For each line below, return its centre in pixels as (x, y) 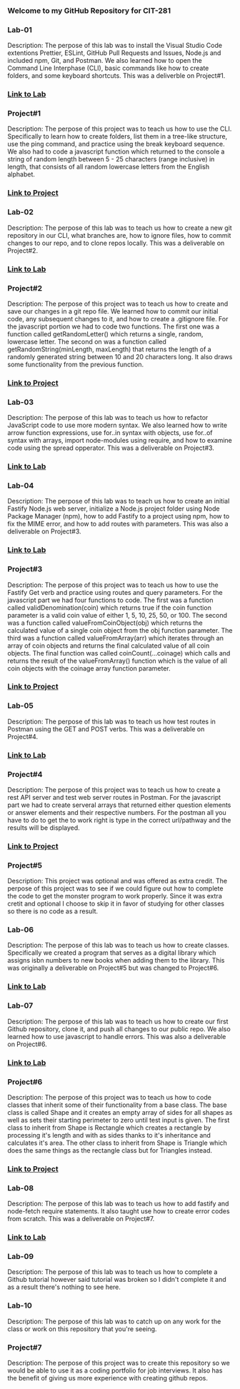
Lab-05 (20, 706)
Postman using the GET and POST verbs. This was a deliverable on (106, 729)
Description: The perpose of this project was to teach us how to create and (118, 304)
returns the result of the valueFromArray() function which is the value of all (117, 661)
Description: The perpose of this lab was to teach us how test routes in (112, 721)
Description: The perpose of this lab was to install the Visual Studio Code (115, 46)
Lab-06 (21, 930)
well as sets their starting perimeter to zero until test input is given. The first (119, 1120)
